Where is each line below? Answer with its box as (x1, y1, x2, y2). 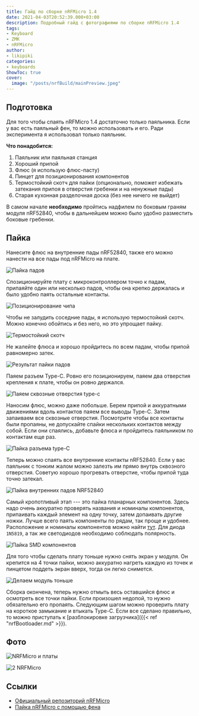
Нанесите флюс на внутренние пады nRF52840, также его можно (6, 249, 173, 256)
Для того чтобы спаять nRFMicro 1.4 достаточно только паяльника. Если (6, 118, 190, 125)
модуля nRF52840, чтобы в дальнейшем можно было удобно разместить (6, 209, 193, 217)
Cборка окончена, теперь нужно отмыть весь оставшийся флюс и (6, 588, 175, 595)
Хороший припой (14, 160, 59, 167)
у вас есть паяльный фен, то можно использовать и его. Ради (6, 124, 163, 131)
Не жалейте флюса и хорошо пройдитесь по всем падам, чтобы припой (6, 343, 190, 350)
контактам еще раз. (6, 433, 56, 440)
